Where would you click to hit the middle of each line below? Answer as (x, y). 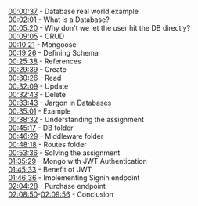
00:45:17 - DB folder (41, 128)
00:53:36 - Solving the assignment (64, 153)
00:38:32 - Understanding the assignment (76, 119)
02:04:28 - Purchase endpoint (57, 186)
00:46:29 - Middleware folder (56, 136)
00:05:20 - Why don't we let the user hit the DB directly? (99, 28)
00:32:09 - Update (38, 86)
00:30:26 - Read (35, 78)
